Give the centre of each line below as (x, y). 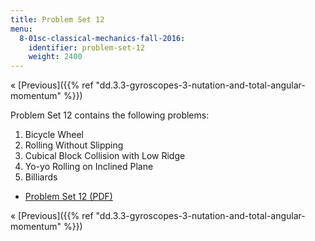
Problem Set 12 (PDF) (68, 197)
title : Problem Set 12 (57, 19)
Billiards (41, 177)
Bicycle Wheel (54, 135)
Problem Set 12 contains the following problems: (110, 115)
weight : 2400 (55, 57)
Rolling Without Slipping (74, 145)
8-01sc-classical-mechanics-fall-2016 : (102, 38)
